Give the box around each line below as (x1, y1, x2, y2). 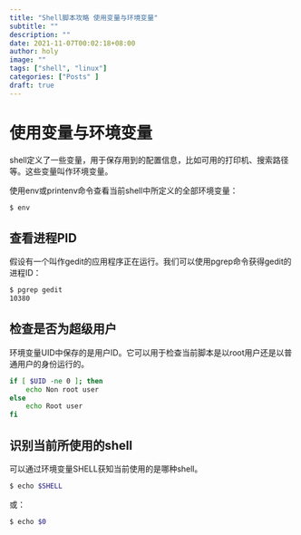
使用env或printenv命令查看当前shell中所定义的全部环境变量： (9, 185, 238, 196)
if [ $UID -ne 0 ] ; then (9, 376, 103, 385)
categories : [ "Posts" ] (9, 73, 100, 82)
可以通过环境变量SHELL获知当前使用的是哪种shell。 (9, 463, 203, 474)
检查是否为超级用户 (9, 321, 117, 336)
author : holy (9, 47, 59, 56)
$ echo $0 (9, 517, 47, 526)
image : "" (9, 55, 47, 64)
